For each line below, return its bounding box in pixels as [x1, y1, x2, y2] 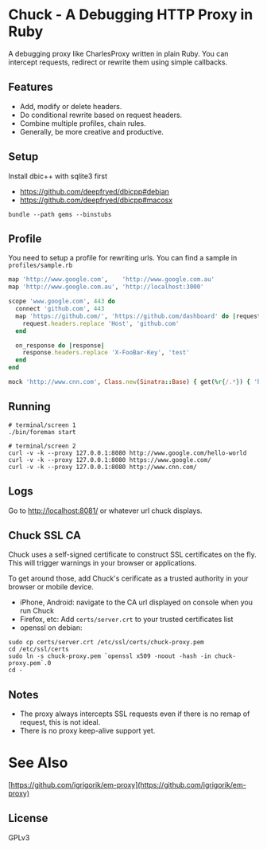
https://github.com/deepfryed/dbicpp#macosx [19, 195, 173, 205]
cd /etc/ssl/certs [8, 645, 69, 654]
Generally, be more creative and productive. [19, 127, 164, 136]
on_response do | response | [15, 341, 105, 350]
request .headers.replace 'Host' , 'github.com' [22, 319, 180, 327]
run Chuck [19, 606, 55, 616]
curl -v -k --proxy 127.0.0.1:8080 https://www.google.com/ [8, 456, 212, 464]
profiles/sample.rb [8, 261, 73, 270]
